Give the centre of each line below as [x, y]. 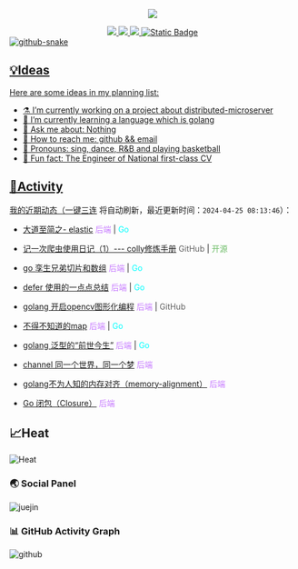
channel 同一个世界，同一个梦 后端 [87, 364]
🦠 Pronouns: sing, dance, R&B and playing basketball [121, 148]
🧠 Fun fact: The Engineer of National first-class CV [117, 158]
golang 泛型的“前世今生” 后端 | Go [86, 344]
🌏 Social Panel [43, 484]
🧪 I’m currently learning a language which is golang [119, 119]
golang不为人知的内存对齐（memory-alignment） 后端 [124, 384]
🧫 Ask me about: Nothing [69, 129]
